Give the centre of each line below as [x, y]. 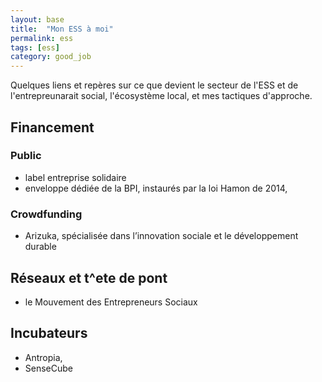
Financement [52, 127]
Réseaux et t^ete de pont [89, 277]
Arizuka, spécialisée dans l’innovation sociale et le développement [161, 236]
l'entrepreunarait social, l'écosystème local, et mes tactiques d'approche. [161, 96]
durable [40, 247]
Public [26, 156]
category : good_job [51, 57]
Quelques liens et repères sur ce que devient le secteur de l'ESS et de [154, 85]
